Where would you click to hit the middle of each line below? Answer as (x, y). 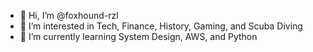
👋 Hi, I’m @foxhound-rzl (69, 15)
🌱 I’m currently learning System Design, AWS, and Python (138, 36)
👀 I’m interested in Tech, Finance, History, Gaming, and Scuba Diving (161, 26)
